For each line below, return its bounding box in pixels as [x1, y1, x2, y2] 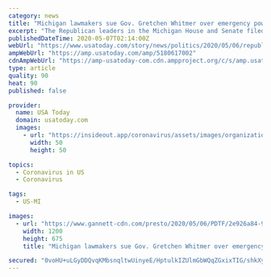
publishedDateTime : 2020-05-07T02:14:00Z [8, 34, 150, 43]
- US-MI [15, 198, 42, 206]
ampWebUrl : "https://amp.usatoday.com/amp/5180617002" [8, 49, 197, 57]
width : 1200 [23, 227, 63, 235]
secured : [8, 257, 38, 265]
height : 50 [29, 146, 67, 154]
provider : [8, 101, 42, 110]
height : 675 [23, 234, 63, 242]
